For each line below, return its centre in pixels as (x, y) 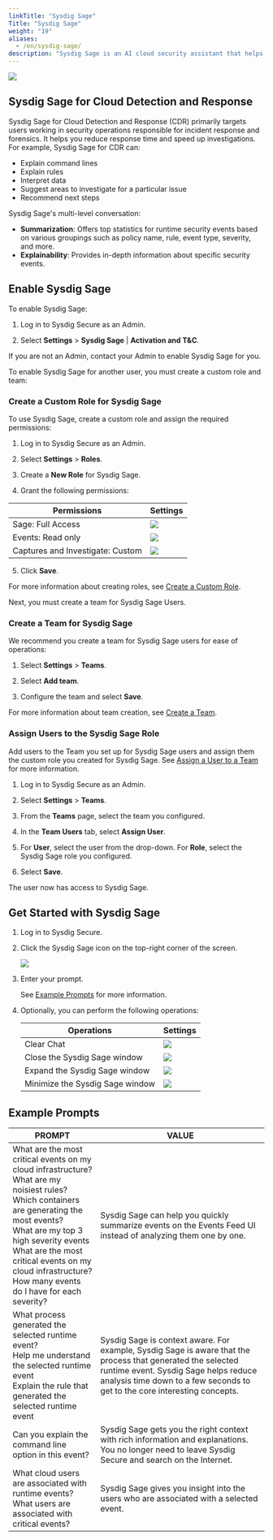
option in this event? (51, 1455)
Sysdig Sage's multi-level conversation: (74, 213)
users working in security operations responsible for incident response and (134, 130)
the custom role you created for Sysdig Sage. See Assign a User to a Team (133, 759)
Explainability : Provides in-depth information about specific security (135, 255)
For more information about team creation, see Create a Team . (113, 712)
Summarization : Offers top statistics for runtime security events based (139, 229)
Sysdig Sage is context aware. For (165, 1340)
